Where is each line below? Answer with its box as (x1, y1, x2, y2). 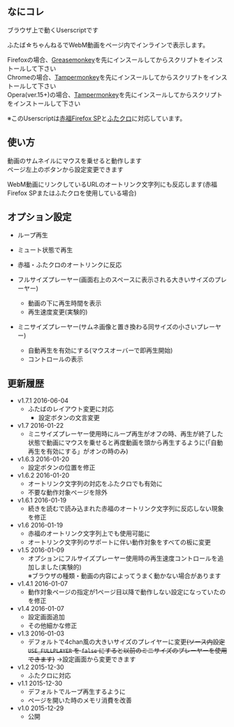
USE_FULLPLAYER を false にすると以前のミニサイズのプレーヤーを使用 (27, 647, 228, 655)
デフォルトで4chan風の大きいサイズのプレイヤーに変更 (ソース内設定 (27, 638, 226, 646)
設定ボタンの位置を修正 (27, 463, 96, 472)
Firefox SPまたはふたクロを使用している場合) (7, 189, 137, 197)
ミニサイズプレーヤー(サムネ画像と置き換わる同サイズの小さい (17, 323, 197, 331)
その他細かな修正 (27, 621, 78, 630)
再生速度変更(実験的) (27, 308, 88, 316)
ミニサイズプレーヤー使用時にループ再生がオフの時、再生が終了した (27, 430, 224, 438)
